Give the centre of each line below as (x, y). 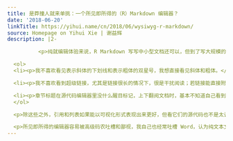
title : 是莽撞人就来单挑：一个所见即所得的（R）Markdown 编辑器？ (93, 13)
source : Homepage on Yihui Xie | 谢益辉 (65, 33)
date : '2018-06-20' (35, 20)
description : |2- (32, 39)
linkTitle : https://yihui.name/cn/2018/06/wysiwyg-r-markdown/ (101, 26)
